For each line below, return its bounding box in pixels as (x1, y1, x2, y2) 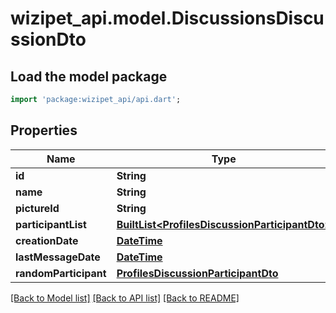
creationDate (15, 233, 79, 247)
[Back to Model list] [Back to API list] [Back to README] (10, 292, 240, 304)
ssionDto (10, 28, 87, 51)
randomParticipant (15, 266, 107, 280)
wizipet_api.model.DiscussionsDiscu (10, 7, 325, 30)
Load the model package (10, 68, 168, 85)
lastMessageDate (15, 250, 101, 264)
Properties (10, 122, 78, 139)
